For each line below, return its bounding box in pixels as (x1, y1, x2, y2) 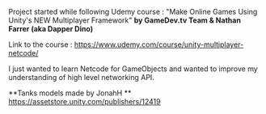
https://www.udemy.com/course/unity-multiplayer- (74, 40, 244, 49)
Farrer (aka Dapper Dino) (8, 24, 94, 33)
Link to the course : (8, 40, 73, 49)
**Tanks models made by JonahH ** (8, 88, 132, 98)
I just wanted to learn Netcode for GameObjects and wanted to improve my (8, 64, 259, 74)
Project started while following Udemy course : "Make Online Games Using (8, 7, 258, 16)
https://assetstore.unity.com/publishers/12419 (8, 97, 161, 106)
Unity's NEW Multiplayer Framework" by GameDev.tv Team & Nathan (8, 15, 241, 25)
